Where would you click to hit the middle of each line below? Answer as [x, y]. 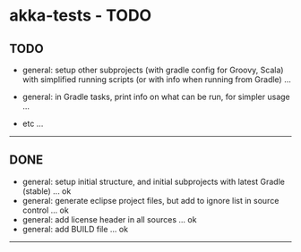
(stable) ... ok [47, 191]
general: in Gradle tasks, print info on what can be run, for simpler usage [156, 97]
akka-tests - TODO [81, 16]
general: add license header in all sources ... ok [109, 219]
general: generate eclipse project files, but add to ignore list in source [150, 200]
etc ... [33, 123]
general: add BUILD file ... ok [75, 229]
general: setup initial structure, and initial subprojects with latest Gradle [153, 181]
